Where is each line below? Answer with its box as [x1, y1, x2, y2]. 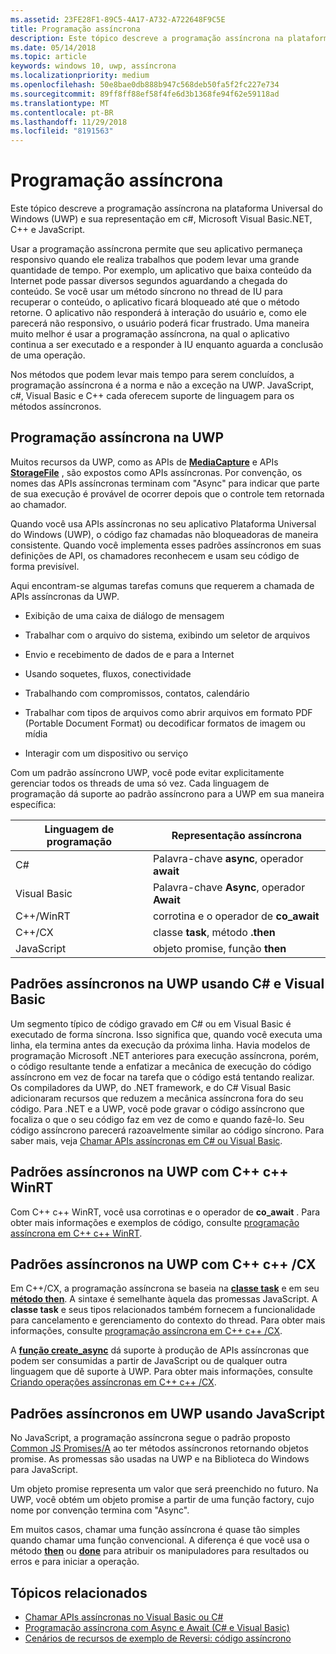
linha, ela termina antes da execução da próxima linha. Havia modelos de [10, 1039, 311, 1051]
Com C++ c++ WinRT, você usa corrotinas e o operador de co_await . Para [10, 1206, 321, 1218]
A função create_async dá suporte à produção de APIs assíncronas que [10, 1344, 310, 1356]
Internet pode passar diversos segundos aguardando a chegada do [10, 275, 288, 287]
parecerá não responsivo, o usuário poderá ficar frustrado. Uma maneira [10, 317, 310, 330]
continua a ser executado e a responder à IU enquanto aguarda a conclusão [10, 339, 324, 351]
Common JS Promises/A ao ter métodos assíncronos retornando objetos [10, 1442, 309, 1455]
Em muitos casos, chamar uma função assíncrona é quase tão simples [10, 1524, 301, 1536]
